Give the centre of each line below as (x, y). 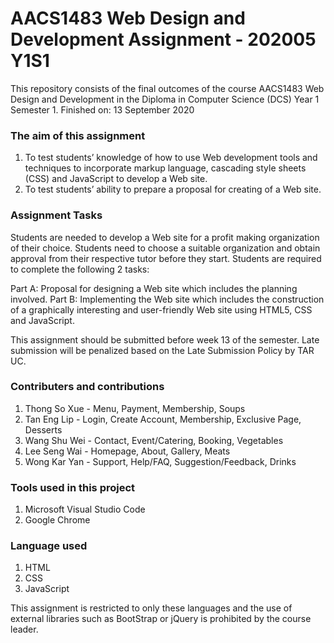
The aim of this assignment (78, 135)
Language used (49, 546)
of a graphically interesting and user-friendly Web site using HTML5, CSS (161, 309)
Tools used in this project (73, 487)
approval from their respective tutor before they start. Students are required (166, 258)
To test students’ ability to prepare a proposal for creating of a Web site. (173, 189)
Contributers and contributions (87, 387)
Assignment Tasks (56, 215)
